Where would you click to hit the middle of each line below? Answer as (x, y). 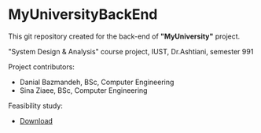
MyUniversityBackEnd (83, 15)
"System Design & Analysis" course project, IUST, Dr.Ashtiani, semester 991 (131, 51)
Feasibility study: (35, 105)
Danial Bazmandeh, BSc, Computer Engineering (97, 82)
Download (36, 120)
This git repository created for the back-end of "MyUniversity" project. (124, 36)
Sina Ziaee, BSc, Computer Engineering (83, 90)
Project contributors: (41, 66)
